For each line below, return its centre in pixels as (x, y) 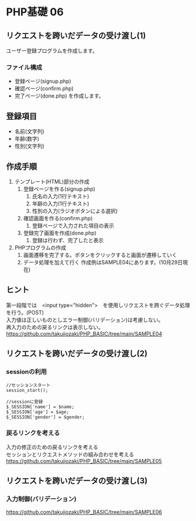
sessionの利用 (26, 372)
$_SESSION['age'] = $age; (37, 412)
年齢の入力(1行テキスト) (61, 204)
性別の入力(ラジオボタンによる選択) (75, 211)
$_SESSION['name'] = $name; (40, 407)
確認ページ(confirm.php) (44, 89)
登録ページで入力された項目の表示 (73, 225)
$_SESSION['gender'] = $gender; (45, 417)
